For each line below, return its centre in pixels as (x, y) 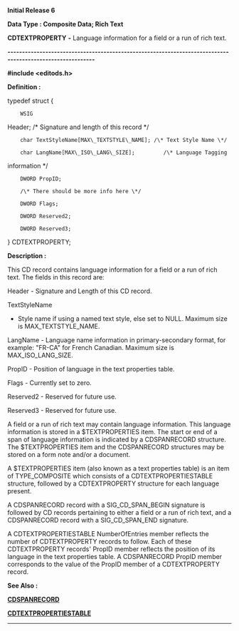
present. (20, 491)
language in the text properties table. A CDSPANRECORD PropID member (115, 556)
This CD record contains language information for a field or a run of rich (113, 270)
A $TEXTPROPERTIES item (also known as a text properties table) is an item (118, 468)
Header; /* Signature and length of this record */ (78, 127)
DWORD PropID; (41, 179)
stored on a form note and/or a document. (69, 455)
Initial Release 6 (31, 10)
